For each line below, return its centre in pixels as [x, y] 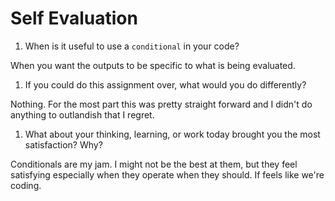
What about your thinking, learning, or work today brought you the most [172, 134]
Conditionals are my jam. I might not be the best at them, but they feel [154, 164]
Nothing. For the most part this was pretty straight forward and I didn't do [161, 104]
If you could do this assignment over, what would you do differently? [165, 84]
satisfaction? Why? [63, 144]
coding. [26, 185]
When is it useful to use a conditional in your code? [132, 46]
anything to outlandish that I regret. [82, 114]
